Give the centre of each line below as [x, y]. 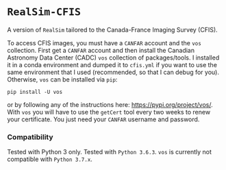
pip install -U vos [35, 92]
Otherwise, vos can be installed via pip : [62, 79]
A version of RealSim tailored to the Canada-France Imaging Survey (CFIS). [112, 29]
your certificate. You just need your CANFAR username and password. [103, 119]
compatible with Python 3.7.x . [50, 159]
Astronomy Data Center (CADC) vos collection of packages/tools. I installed [113, 58]
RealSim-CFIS [44, 12]
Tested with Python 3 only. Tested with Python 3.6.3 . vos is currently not [110, 152]
